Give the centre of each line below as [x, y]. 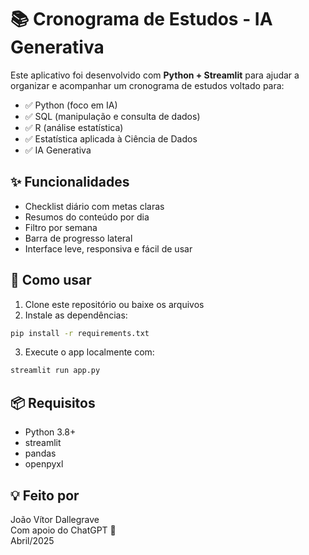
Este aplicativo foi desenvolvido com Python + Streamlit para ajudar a [155, 75]
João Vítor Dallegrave [55, 519]
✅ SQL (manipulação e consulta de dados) [112, 116]
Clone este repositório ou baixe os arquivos [114, 304]
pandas [40, 453]
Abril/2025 [32, 540]
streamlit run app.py [55, 371]
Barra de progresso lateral [78, 238]
